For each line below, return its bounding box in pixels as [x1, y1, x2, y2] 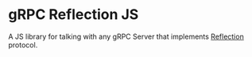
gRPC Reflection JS [8, 6, 139, 24]
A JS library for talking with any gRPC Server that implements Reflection [8, 32, 244, 41]
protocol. [8, 40, 38, 49]
